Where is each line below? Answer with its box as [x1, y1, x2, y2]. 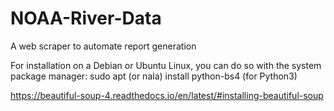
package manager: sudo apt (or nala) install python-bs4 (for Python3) [10, 70, 298, 82]
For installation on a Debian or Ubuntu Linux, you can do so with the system [10, 59, 322, 71]
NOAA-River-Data [10, 7, 162, 30]
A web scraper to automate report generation [10, 40, 197, 52]
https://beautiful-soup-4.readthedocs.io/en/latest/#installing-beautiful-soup [10, 89, 324, 101]
